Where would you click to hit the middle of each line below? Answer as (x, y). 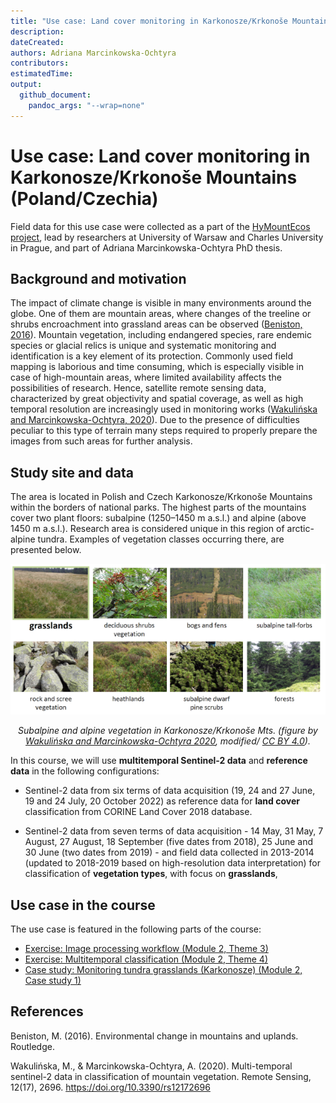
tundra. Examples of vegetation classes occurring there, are (161, 539)
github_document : (55, 95)
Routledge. (32, 1046)
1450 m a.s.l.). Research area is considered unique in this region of (147, 529)
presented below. (46, 550)
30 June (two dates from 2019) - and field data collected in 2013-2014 (169, 852)
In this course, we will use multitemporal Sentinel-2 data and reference (159, 761)
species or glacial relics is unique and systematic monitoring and (143, 346)
